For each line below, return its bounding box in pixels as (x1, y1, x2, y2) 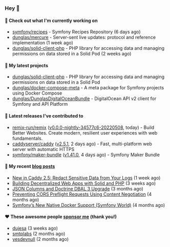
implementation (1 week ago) (12, 40, 74, 46)
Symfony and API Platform (12, 101, 68, 107)
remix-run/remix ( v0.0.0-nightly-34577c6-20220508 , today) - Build (12, 124, 155, 130)
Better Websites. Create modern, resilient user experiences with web (12, 129, 158, 136)
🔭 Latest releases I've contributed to (5, 112, 83, 119)
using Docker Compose (12, 90, 62, 97)
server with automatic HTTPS (12, 146, 75, 152)
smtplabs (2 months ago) (12, 231, 66, 237)
